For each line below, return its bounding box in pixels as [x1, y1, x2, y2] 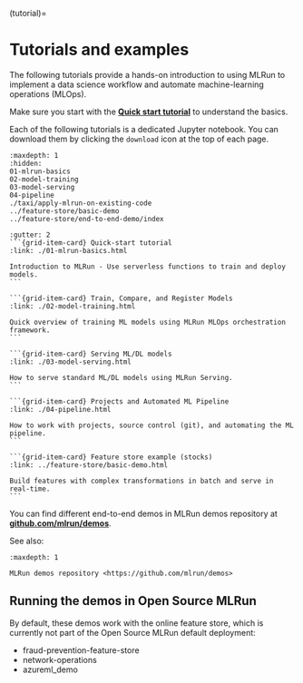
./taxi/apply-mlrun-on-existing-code [9, 199, 152, 208]
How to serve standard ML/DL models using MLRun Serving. [9, 373, 233, 382]
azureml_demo [22, 664, 79, 675]
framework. [9, 326, 51, 335]
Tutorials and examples [9, 40, 190, 60]
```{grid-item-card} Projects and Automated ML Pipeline [9, 396, 230, 406]
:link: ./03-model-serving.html [9, 357, 132, 366]
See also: [9, 535, 44, 546]
